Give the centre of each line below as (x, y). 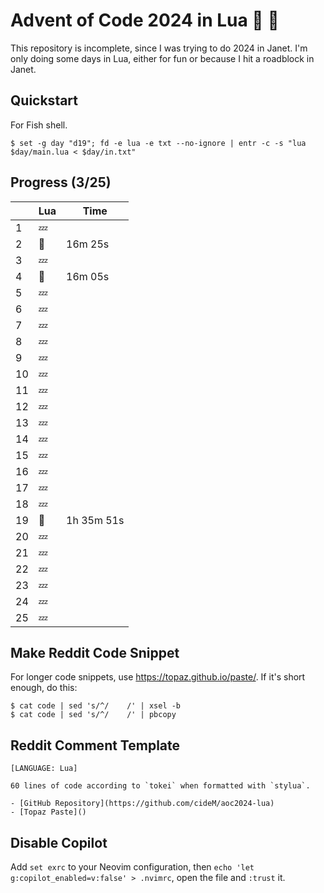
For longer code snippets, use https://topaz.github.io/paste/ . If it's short (158, 677)
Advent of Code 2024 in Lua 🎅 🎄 (145, 20)
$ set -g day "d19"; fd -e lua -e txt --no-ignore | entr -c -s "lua (158, 143)
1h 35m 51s (95, 520)
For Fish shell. (39, 125)
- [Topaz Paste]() (48, 812)
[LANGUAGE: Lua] (44, 769)
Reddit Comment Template (95, 745)
